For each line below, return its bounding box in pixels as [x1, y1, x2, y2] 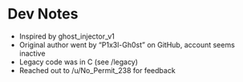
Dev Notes [7, 5, 79, 23]
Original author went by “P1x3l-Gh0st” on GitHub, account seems [18, 39, 236, 49]
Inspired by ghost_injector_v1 [18, 31, 115, 41]
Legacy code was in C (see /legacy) [18, 57, 138, 67]
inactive [18, 48, 46, 58]
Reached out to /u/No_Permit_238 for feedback [18, 65, 176, 75]
